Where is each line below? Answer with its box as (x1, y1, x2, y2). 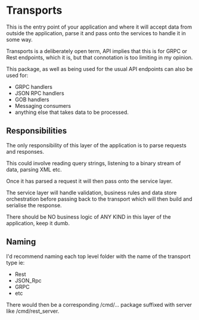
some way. (6, 36, 33, 43)
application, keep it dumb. (6, 219, 70, 226)
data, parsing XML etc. (6, 166, 63, 173)
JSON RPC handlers (14, 89, 64, 97)
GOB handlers (14, 96, 49, 103)
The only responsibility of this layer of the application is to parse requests (6, 141, 186, 149)
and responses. (6, 148, 45, 155)
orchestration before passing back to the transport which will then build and (6, 195, 192, 203)
